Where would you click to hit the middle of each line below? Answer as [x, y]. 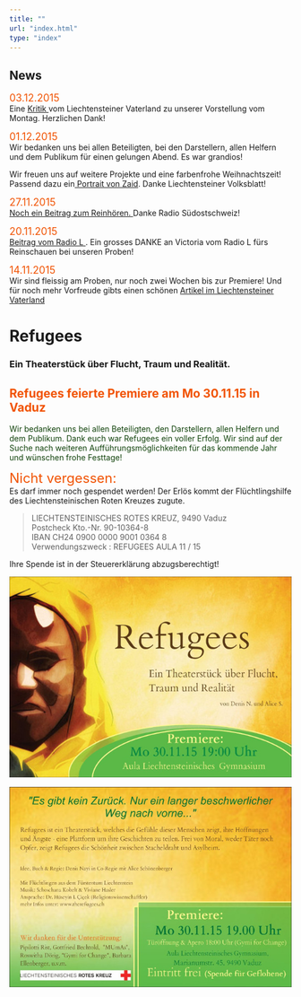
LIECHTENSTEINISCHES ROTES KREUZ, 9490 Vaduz [129, 518]
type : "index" [36, 38]
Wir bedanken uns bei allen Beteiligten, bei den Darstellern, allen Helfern [143, 147]
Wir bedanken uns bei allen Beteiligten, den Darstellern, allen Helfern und [144, 429]
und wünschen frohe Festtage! [66, 458]
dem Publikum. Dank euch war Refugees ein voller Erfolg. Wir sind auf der [146, 439]
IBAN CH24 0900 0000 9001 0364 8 [99, 538]
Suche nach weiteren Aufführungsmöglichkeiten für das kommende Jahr [143, 448]
